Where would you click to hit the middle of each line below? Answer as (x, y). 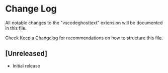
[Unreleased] (26, 54)
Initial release (26, 65)
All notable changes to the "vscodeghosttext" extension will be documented (84, 23)
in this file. (16, 28)
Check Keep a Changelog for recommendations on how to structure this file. (84, 38)
